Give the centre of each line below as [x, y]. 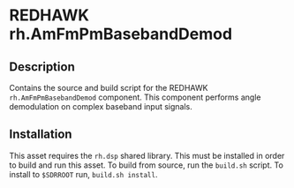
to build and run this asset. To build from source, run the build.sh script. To [147, 165]
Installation [41, 135]
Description [42, 67]
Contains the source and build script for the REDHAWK [109, 88]
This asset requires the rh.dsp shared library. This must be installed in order [147, 155]
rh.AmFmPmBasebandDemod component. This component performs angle [135, 97]
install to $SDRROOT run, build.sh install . [83, 174]
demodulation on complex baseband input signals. [101, 106]
